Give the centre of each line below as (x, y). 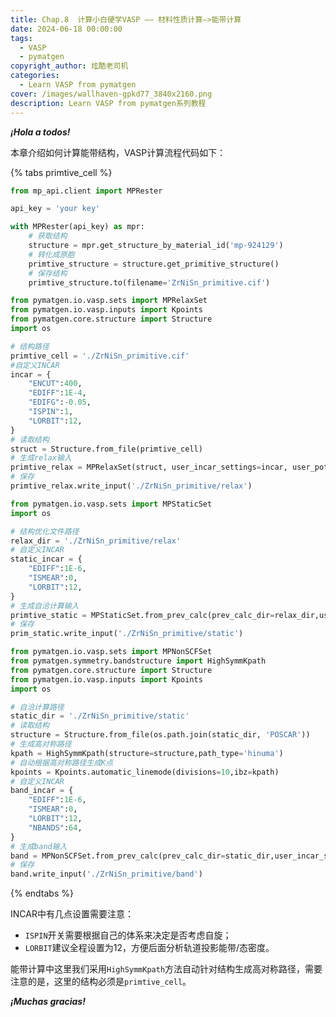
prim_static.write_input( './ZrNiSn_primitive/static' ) (127, 634)
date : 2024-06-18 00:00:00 (66, 29)
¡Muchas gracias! (48, 1002)
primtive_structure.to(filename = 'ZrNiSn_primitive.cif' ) (149, 282)
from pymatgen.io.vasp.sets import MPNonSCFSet (111, 652)
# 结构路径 (30, 346)
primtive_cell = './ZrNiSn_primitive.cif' (100, 356)
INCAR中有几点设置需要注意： (72, 914)
